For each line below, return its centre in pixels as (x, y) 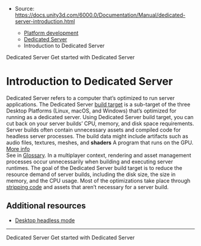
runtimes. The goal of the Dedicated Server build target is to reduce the (94, 168)
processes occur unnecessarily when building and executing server (90, 162)
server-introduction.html (45, 21)
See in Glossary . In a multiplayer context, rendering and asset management (99, 155)
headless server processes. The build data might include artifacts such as (97, 136)
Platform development (51, 33)
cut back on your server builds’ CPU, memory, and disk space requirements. (100, 123)
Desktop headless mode (45, 220)
